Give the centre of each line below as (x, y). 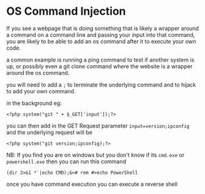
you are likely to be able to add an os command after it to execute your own (101, 41)
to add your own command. (41, 91)
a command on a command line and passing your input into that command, (101, 34)
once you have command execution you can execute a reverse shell (92, 184)
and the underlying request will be (50, 132)
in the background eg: (34, 103)
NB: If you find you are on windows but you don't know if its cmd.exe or (95, 155)
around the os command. (38, 72)
